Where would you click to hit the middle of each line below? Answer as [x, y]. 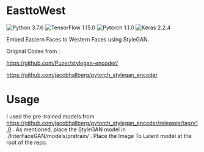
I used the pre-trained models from [50, 116]
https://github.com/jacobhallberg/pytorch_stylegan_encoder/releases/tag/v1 [102, 123]
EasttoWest [36, 11]
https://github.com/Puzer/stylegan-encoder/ [62, 63]
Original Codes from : [33, 51]
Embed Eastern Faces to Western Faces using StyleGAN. [78, 39]
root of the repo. [27, 142]
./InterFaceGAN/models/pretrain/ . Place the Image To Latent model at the [99, 136]
